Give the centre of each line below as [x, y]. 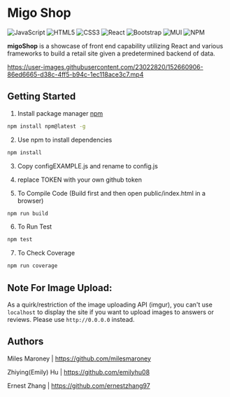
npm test [20, 240]
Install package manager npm [60, 113]
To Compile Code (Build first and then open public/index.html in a [112, 193]
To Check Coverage [46, 253]
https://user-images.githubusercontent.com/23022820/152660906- [106, 67]
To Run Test [35, 227]
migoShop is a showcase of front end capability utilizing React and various [115, 46]
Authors [26, 342]
